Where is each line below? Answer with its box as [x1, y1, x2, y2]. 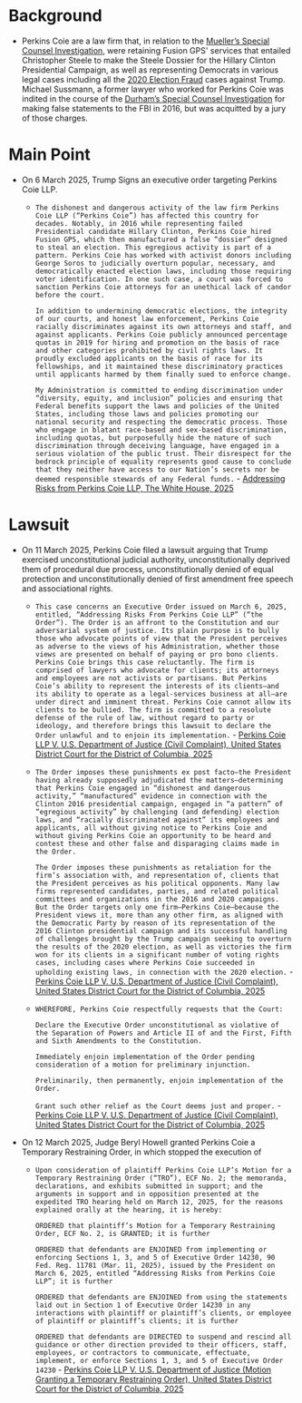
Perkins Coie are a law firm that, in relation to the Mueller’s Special [21, 35, 270, 46]
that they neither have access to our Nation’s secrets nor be [34, 464, 280, 474]
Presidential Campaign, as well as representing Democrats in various [21, 64, 278, 75]
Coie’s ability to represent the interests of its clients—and [34, 681, 280, 690]
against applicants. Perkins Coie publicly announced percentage [34, 330, 287, 339]
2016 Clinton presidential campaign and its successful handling [34, 926, 287, 935]
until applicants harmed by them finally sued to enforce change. [34, 369, 292, 379]
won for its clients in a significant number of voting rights [34, 950, 280, 960]
